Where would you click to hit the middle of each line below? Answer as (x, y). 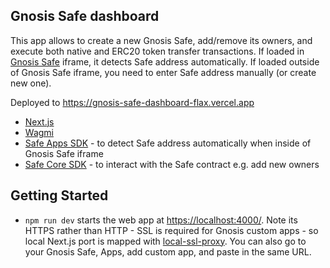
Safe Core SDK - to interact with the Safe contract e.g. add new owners (172, 164)
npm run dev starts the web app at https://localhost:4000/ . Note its (161, 220)
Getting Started (59, 195)
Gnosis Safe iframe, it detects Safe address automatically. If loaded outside (165, 61)
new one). (31, 83)
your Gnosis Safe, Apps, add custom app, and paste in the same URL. (168, 251)
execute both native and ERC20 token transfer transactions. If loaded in (157, 51)
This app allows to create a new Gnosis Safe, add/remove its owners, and (161, 40)
